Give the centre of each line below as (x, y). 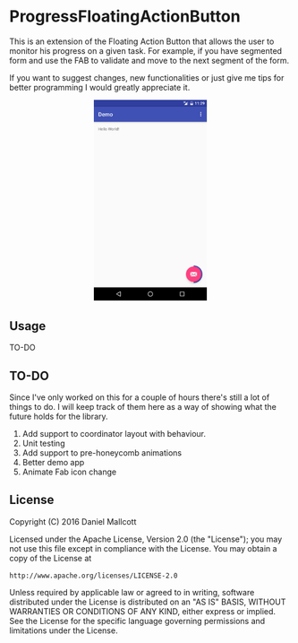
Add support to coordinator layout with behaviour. (114, 433)
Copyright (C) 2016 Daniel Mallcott (73, 521)
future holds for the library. (59, 416)
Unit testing (43, 443)
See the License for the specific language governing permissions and (137, 621)
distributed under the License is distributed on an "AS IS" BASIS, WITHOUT (148, 602)
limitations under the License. (64, 630)
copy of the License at (51, 558)
